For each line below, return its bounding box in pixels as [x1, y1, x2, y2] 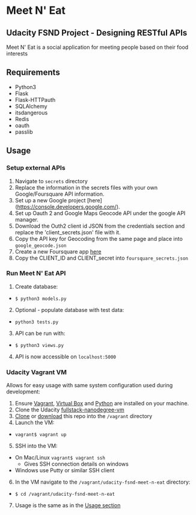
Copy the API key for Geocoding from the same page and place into [14, 235, 183, 242]
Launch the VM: [14, 419, 55, 426]
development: [6, 388, 40, 395]
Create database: [14, 282, 58, 290]
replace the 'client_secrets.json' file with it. [14, 228, 121, 236]
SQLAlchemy [14, 102, 47, 110]
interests [6, 50, 28, 57]
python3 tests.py [14, 319, 59, 325]
